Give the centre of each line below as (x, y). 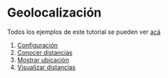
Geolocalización (54, 13)
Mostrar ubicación (43, 59)
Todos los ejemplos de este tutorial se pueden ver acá (84, 32)
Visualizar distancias (46, 67)
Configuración (38, 45)
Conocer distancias (45, 52)
